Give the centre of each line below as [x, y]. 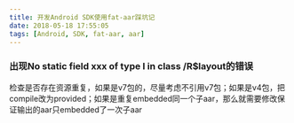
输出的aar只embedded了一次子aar [79, 109]
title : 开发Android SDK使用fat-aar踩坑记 [82, 17]
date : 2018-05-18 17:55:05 [59, 26]
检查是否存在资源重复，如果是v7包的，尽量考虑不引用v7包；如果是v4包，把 [147, 87]
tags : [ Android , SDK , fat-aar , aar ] [77, 34]
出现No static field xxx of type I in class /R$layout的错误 [131, 66]
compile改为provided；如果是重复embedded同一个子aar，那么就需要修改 [143, 98]
